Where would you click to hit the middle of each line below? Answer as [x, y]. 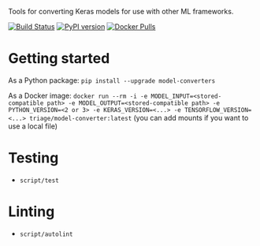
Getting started [59, 59]
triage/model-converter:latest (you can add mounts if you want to [139, 117]
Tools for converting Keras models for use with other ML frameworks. [121, 11]
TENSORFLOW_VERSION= [218, 110]
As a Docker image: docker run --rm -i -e [78, 95]
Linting [32, 212]
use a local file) [33, 126]
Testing [33, 158]
